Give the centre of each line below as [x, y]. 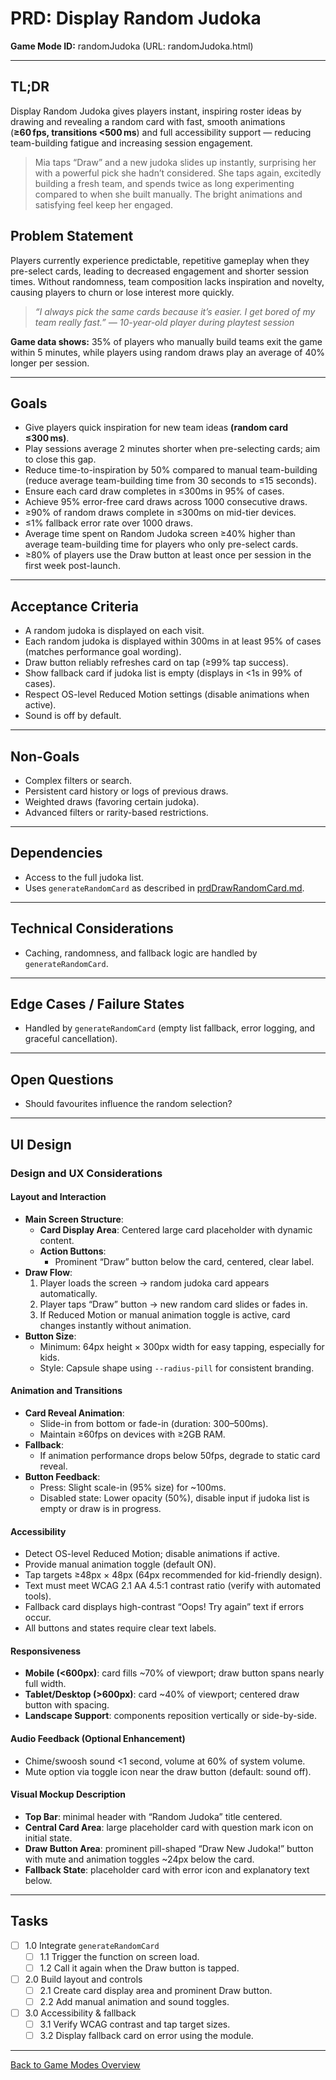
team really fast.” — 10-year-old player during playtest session [164, 322]
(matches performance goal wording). [103, 652]
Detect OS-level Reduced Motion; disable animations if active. [152, 1554]
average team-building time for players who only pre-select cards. [161, 544]
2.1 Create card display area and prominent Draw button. [156, 1990]
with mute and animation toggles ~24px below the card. [139, 1859]
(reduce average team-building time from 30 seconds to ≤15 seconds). [170, 481]
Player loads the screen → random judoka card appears [154, 1283]
